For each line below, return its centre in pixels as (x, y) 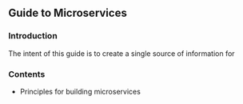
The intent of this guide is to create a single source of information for (121, 53)
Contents (27, 74)
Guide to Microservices (68, 13)
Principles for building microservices (80, 91)
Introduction (33, 36)
